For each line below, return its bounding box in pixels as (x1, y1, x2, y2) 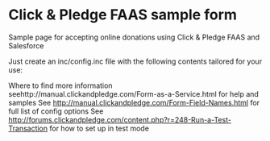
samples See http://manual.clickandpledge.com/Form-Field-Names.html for (8, 97, 260, 107)
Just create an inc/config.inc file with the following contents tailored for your (8, 56, 263, 66)
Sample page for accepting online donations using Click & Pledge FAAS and (8, 32, 260, 42)
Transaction (8, 123, 48, 133)
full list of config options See (8, 106, 104, 116)
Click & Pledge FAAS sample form (8, 6, 238, 24)
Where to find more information (8, 81, 113, 90)
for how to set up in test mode (49, 123, 149, 133)
